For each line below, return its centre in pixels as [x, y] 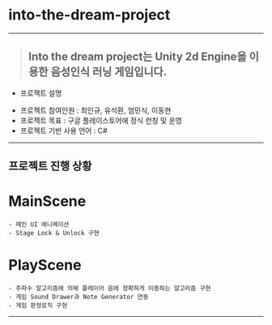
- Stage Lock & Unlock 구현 [54, 233]
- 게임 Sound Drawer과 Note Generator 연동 [79, 297]
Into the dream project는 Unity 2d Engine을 [137, 57]
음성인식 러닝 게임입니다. [109, 72]
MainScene [47, 201]
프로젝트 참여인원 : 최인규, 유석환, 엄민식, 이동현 [96, 110]
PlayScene [45, 265]
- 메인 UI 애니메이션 [39, 225]
